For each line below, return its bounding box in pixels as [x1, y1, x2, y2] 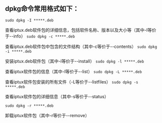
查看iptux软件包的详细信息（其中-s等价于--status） [5, 93, 109, 99]
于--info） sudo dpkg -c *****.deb [5, 33, 75, 39]
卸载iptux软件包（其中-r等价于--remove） [5, 112, 90, 118]
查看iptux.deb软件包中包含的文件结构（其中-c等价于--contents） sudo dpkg [5, 43, 157, 49]
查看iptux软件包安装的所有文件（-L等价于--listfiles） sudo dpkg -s [5, 79, 138, 84]
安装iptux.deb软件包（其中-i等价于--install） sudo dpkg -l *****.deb [5, 58, 144, 64]
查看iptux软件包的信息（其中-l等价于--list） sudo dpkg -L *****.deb [5, 68, 142, 74]
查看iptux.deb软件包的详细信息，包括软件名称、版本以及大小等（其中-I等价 [5, 27, 157, 33]
